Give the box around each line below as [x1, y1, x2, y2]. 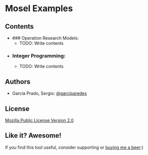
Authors [5, 77, 31, 86]
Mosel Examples [5, 3, 73, 14]
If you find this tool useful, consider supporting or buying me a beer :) [5, 144, 144, 150]
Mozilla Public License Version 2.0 [5, 117, 74, 123]
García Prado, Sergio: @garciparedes [12, 90, 87, 96]
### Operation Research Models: [12, 35, 79, 41]
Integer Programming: [12, 52, 66, 59]
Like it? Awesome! [5, 132, 62, 140]
